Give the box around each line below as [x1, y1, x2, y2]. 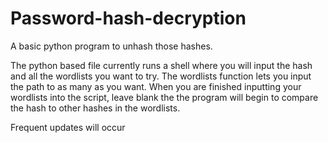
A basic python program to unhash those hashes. [10, 40, 213, 52]
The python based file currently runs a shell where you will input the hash [10, 59, 313, 71]
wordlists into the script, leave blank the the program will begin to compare [10, 91, 319, 103]
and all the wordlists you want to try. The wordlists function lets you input [10, 70, 312, 82]
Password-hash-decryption [10, 7, 247, 30]
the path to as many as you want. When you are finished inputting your [10, 80, 302, 92]
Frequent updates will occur [10, 121, 126, 133]
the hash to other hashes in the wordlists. [10, 102, 181, 114]
